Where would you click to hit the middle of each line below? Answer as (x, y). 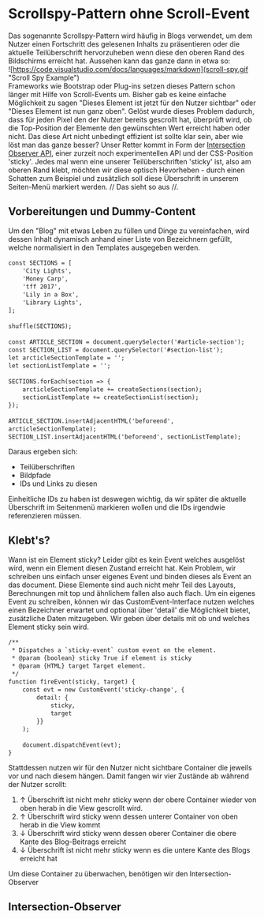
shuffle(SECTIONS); (40, 326)
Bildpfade (35, 475)
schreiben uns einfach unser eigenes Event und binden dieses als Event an (130, 576)
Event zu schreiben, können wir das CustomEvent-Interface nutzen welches (131, 601)
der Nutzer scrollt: (37, 784)
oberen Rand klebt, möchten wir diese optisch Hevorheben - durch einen (127, 170)
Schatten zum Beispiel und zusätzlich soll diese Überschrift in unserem (123, 178)
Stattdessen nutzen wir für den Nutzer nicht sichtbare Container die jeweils (130, 767)
